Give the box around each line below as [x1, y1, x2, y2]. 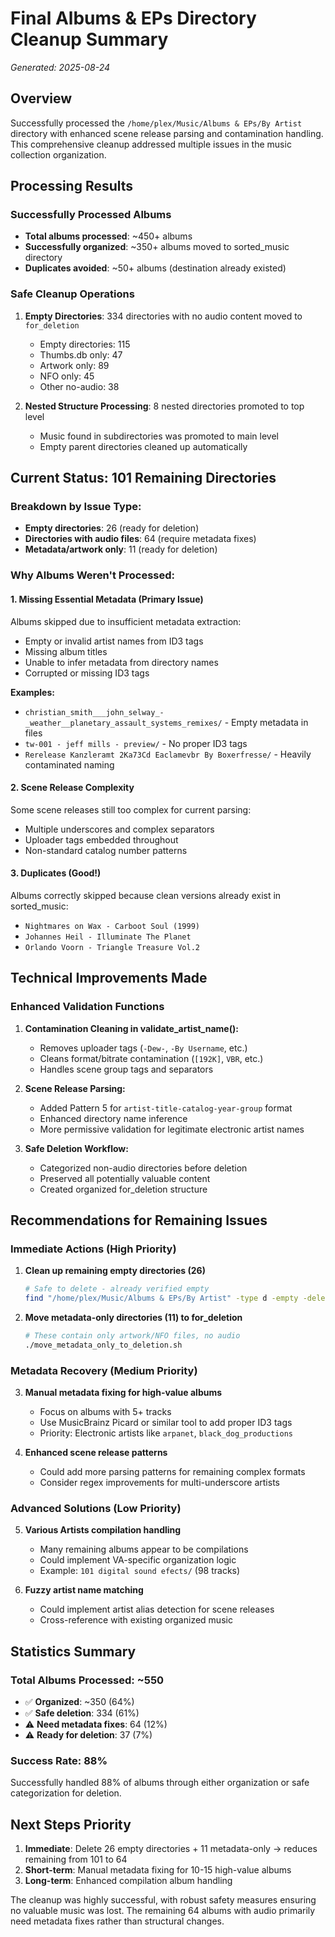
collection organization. [10, 148, 107, 161]
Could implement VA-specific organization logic [39, 1554, 237, 1566]
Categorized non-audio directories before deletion [39, 1162, 248, 1174]
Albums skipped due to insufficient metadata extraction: [10, 615, 242, 627]
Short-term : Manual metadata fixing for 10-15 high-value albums [24, 1864, 292, 1876]
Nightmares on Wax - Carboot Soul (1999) [24, 921, 200, 931]
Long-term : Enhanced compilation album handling [24, 1875, 233, 1887]
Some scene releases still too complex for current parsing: [10, 803, 252, 816]
